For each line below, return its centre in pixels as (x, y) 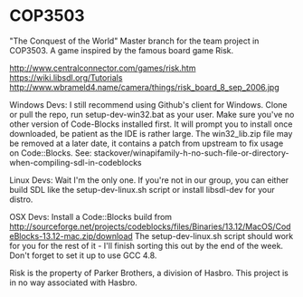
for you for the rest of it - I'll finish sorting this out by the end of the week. (146, 245)
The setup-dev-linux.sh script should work (214, 235)
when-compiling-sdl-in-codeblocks (76, 162)
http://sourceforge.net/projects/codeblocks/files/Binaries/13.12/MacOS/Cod (150, 226)
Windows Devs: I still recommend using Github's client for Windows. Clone (148, 104)
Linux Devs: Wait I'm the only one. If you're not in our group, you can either (149, 180)
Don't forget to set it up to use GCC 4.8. (83, 255)
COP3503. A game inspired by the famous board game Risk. (122, 50)
